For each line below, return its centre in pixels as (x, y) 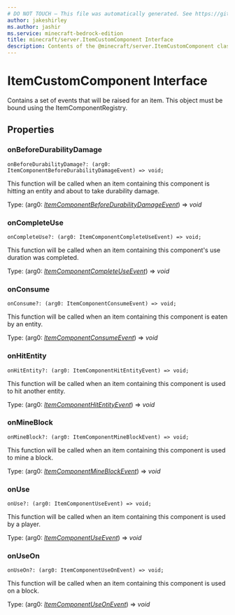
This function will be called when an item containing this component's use (114, 250)
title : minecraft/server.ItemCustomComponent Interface (90, 40)
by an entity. (25, 324)
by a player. (24, 524)
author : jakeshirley (37, 20)
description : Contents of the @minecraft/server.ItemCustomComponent (111, 46)
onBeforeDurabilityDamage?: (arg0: (59, 164)
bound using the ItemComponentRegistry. (67, 108)
